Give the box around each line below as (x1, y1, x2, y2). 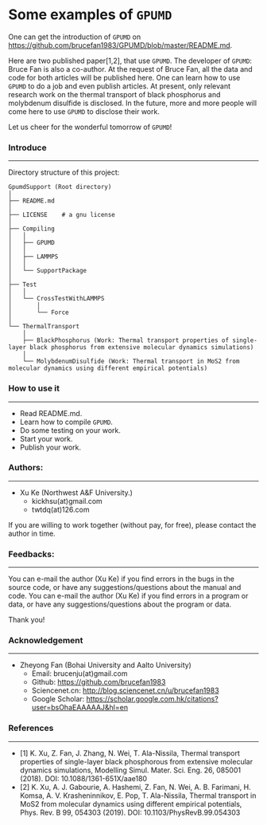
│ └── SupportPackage (8, 267, 87, 275)
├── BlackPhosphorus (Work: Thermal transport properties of (22, 336, 229, 344)
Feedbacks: (8, 548, 55, 560)
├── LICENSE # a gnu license (8, 211, 115, 219)
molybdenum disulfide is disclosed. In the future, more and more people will (8, 98, 257, 108)
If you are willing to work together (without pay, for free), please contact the (8, 520, 257, 529)
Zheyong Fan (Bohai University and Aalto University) (19, 660, 192, 670)
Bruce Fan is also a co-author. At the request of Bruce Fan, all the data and (8, 64, 253, 73)
